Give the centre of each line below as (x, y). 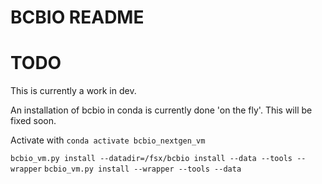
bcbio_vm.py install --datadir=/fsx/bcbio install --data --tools (151, 159)
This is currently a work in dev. (73, 91)
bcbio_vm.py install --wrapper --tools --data (143, 169)
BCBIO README (77, 17)
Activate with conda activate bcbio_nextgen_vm (108, 140)
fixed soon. (33, 121)
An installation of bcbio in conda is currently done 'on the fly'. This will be (161, 110)
